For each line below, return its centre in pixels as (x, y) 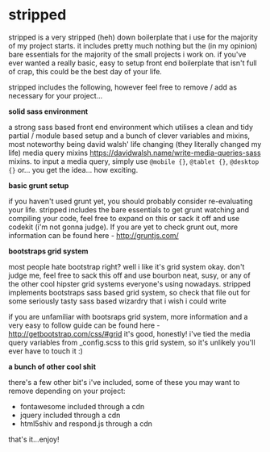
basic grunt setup (39, 185)
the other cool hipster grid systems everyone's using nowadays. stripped (130, 283)
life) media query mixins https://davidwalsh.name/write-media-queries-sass (135, 153)
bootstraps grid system (48, 251)
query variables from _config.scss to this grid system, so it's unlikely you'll (132, 342)
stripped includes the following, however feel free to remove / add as (123, 87)
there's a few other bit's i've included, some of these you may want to (124, 382)
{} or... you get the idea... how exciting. (73, 169)
